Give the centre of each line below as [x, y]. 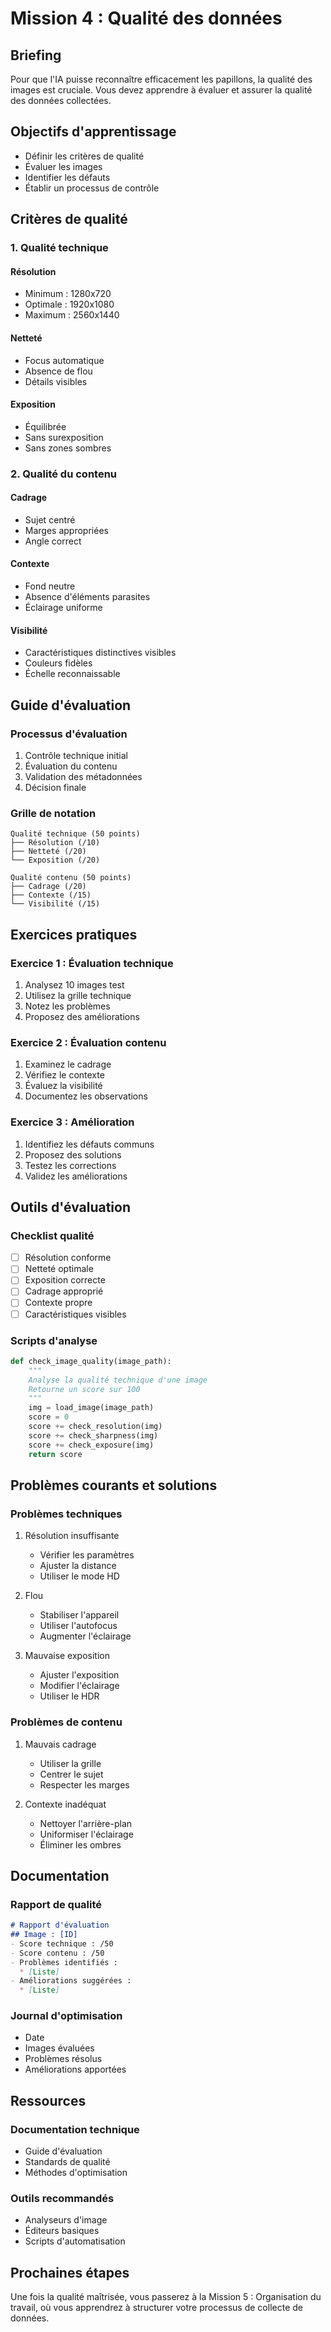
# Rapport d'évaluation [60, 1925]
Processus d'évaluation [69, 734]
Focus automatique [64, 360]
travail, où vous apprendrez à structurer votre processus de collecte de [156, 2308]
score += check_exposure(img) [91, 1445]
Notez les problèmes [67, 1006]
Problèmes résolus [63, 2059]
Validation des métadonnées [83, 776]
